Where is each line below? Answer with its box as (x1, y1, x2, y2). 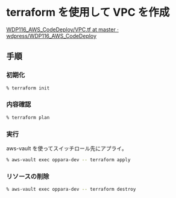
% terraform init (6, 85, 50, 91)
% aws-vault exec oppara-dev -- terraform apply (6, 156, 131, 163)
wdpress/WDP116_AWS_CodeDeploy (6, 32, 97, 39)
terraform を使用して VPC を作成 (6, 5, 170, 19)
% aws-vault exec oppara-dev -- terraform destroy (6, 187, 136, 193)
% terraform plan (6, 114, 50, 121)
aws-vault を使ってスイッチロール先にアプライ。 (6, 144, 128, 152)
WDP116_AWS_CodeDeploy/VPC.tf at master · (6, 25, 119, 33)
